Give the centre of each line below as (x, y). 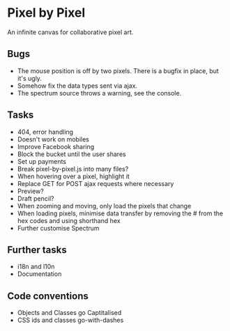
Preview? (30, 191)
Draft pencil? (36, 198)
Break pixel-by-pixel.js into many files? (73, 169)
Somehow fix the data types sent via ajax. (77, 86)
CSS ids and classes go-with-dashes (70, 320)
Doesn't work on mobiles (53, 139)
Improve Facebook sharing (56, 146)
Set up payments (42, 161)
